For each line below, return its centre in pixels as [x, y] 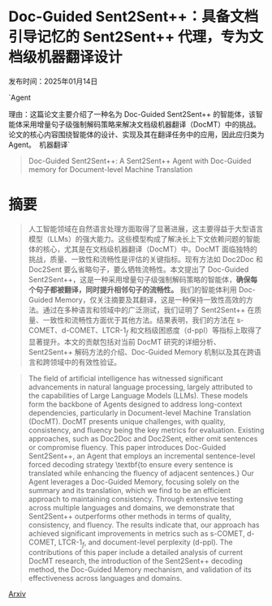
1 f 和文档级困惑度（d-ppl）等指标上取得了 [192, 331]
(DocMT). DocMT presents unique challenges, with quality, [127, 421]
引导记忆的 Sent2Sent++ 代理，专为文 [136, 37]
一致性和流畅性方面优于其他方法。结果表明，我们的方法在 [139, 320]
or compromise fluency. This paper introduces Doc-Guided [127, 447]
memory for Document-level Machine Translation [110, 169]
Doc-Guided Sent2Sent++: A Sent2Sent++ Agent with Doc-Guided [140, 161]
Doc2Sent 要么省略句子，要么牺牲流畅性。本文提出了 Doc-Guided [138, 269]
